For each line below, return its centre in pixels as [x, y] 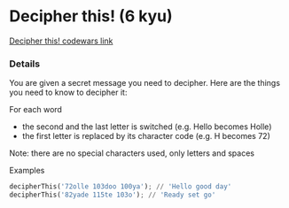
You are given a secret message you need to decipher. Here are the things [145, 83]
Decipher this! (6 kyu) [91, 16]
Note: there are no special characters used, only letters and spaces [132, 153]
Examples [27, 171]
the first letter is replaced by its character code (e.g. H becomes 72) [146, 136]
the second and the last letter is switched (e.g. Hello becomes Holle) [147, 127]
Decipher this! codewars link [61, 41]
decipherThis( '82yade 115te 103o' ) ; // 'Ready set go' [113, 195]
